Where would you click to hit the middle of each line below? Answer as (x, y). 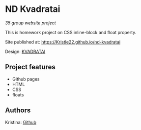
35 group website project (30, 23)
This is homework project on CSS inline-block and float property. (71, 32)
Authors (18, 110)
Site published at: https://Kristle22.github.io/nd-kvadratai (63, 42)
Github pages (26, 79)
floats (18, 94)
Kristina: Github (21, 122)
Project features (30, 67)
